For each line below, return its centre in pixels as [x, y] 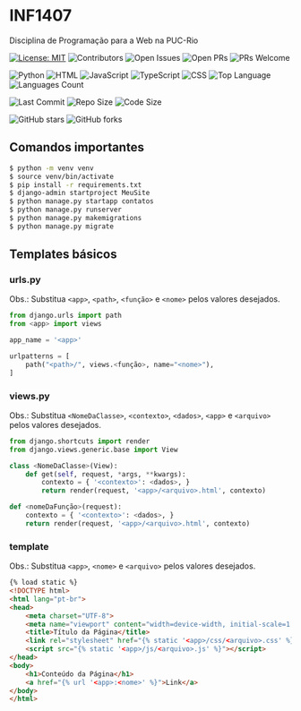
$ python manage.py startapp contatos [82, 201]
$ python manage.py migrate [62, 226]
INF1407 [41, 16]
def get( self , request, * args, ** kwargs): [106, 474]
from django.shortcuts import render [80, 441]
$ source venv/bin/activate [62, 176]
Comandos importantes [77, 147]
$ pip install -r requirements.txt [76, 184]
